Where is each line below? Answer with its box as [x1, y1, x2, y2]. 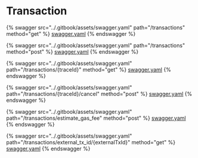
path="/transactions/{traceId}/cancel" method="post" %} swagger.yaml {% [6, 90, 193, 97]
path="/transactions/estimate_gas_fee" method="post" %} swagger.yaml [6, 114, 186, 122]
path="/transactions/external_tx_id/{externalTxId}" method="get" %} [6, 138, 176, 145]
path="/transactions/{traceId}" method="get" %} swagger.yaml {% [6, 66, 171, 73]
